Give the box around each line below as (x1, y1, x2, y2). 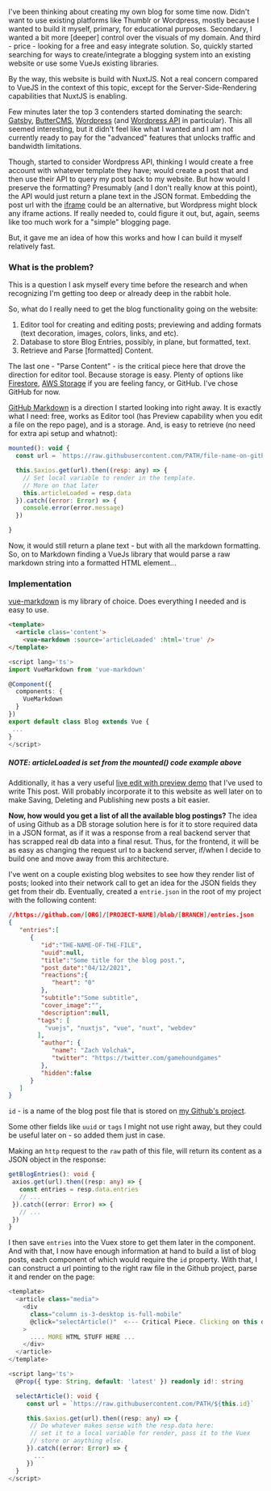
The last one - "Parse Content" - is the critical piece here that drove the (8, 362, 246, 371)
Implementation (8, 578, 73, 589)
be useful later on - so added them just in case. (8, 1130, 165, 1140)
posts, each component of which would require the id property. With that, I (8, 1255, 258, 1264)
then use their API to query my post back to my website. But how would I (8, 174, 250, 184)
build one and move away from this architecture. (8, 854, 169, 864)
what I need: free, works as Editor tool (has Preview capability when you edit (8, 412, 263, 421)
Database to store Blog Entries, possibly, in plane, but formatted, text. (19, 337, 252, 347)
